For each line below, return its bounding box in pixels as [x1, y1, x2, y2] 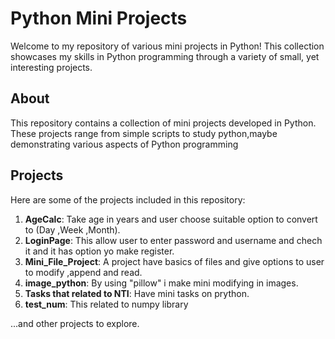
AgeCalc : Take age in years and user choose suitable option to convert [24, 213, 318, 225]
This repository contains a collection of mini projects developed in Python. [10, 117, 317, 129]
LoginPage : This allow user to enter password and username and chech [24, 234, 323, 246]
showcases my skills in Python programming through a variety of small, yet [10, 50, 320, 62]
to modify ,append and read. [24, 266, 143, 278]
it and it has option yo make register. [24, 245, 175, 257]
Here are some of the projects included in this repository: [10, 193, 246, 206]
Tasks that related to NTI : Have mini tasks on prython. [24, 287, 250, 299]
